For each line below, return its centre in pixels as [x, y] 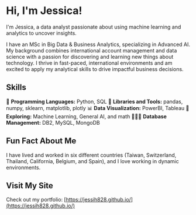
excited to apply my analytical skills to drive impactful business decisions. [95, 69]
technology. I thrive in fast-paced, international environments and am [89, 63]
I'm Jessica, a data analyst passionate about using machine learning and [94, 27]
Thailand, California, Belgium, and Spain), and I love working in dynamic [93, 161]
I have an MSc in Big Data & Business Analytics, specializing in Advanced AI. [98, 44]
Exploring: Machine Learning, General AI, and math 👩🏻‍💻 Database [86, 116]
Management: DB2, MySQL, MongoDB [53, 122]
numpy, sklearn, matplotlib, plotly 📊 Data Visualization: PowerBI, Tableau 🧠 [98, 108]
